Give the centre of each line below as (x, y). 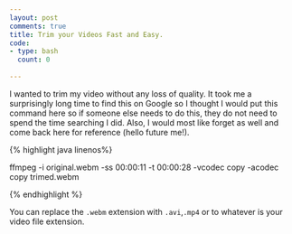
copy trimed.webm (44, 176)
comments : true (38, 26)
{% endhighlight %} (46, 194)
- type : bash (34, 51)
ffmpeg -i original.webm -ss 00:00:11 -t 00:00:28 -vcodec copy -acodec (144, 167)
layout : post (34, 18)
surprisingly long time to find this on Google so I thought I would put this (144, 103)
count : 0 (34, 60)
